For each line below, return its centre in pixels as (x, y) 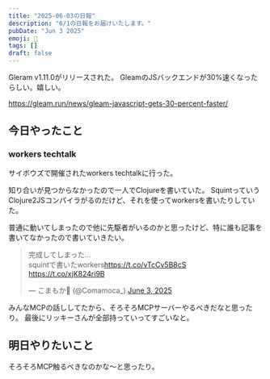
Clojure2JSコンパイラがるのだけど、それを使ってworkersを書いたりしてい (132, 200)
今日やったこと (46, 131)
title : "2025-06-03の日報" (52, 16)
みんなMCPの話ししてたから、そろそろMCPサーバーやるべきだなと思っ (127, 307)
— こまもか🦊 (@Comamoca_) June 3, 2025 (100, 290)
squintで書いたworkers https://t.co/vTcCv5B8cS (107, 264)
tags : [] (23, 46)
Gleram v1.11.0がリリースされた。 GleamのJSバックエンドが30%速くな (126, 77)
